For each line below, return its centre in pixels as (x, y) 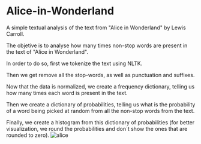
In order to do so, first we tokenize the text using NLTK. (74, 63)
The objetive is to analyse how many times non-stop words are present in (97, 45)
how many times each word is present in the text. (67, 93)
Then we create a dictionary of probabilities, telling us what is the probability (101, 104)
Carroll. (15, 33)
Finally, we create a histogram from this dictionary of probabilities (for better (100, 122)
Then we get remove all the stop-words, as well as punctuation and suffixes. (100, 75)
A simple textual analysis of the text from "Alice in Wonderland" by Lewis (96, 27)
